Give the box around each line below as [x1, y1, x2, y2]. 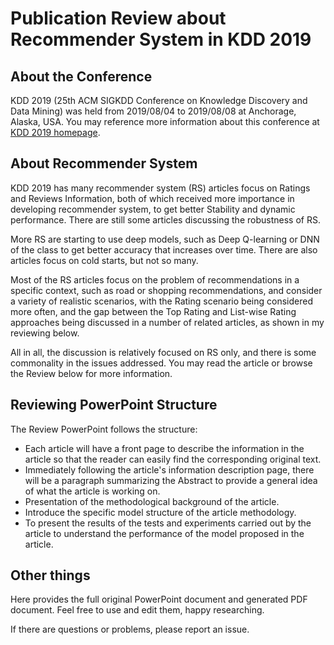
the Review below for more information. [10, 367, 173, 379]
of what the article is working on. [24, 485, 161, 497]
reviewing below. [10, 327, 80, 339]
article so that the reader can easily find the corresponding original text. [24, 453, 322, 465]
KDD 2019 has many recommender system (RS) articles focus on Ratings [10, 182, 311, 194]
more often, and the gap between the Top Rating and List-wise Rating [10, 305, 297, 317]
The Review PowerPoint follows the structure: [10, 423, 198, 435]
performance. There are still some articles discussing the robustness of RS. [10, 213, 321, 226]
